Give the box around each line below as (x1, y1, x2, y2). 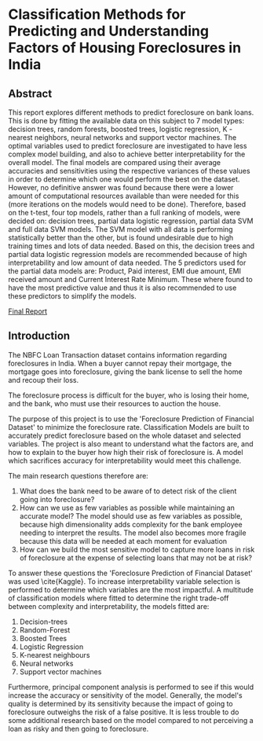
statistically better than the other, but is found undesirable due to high (8, 233, 234, 242)
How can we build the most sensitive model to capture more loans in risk (19, 545, 255, 554)
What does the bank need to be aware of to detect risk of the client (19, 486, 237, 496)
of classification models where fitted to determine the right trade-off (8, 593, 229, 603)
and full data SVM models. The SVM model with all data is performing (8, 225, 233, 233)
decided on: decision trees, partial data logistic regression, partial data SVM (8, 216, 254, 226)
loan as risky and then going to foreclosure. (8, 724, 149, 733)
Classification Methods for (8, 6, 186, 24)
